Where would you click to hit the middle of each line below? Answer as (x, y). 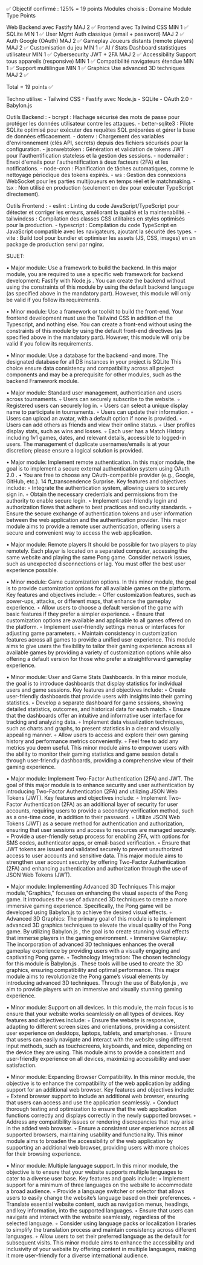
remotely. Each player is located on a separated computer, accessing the (97, 551)
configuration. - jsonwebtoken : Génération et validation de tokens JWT (95, 149)
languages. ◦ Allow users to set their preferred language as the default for (98, 1236)
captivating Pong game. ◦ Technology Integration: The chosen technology (98, 957)
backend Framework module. (43, 381)
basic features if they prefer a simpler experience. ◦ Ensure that (85, 614)
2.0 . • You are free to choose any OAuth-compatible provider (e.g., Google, (101, 475)
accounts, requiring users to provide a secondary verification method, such (100, 811)
